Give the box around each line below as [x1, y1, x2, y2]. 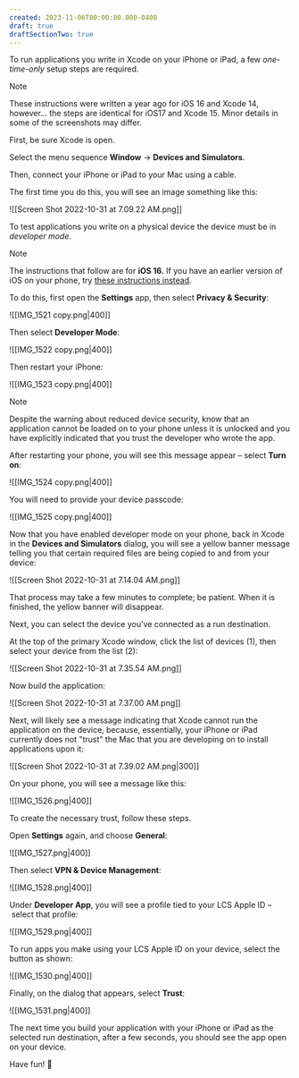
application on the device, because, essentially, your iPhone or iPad [9, 725, 258, 735]
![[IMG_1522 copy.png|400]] [9, 344, 112, 355]
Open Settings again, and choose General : [9, 830, 168, 841]
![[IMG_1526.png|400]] [9, 795, 92, 806]
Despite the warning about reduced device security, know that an [9, 413, 250, 425]
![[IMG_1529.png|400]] [9, 927, 92, 938]
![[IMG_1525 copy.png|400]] [9, 512, 112, 522]
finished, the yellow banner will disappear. [9, 601, 164, 613]
